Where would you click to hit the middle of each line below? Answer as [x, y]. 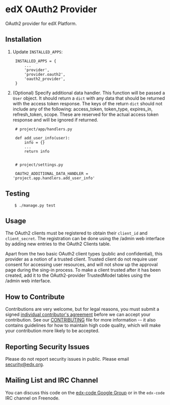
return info [37, 151]
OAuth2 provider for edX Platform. [41, 23]
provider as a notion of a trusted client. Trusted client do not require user [81, 259]
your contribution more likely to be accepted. [52, 331]
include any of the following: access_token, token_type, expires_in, [82, 109]
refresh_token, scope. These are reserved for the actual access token [86, 114]
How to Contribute [35, 297]
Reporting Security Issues [48, 347]
